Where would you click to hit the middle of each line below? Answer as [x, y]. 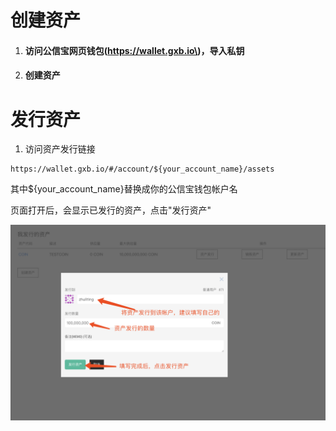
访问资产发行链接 [60, 149]
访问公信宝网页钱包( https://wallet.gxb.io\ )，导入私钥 [134, 50]
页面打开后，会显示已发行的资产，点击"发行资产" [111, 210]
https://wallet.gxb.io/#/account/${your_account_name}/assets [142, 169]
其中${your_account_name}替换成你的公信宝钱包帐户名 [124, 189]
